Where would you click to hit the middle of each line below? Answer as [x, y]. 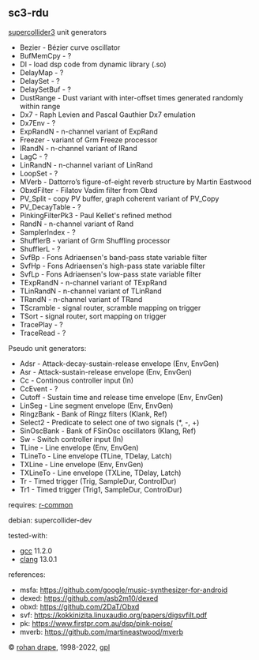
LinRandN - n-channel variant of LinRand [86, 164]
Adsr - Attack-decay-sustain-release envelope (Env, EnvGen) [119, 364]
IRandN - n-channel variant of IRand [78, 148]
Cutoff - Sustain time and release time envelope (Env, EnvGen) [121, 397]
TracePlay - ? [41, 324]
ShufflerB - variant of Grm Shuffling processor [95, 240]
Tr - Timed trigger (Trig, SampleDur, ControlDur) [98, 481]
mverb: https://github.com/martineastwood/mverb [101, 632]
